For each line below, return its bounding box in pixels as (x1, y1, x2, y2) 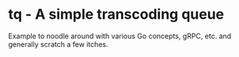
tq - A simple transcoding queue (8, 5, 225, 23)
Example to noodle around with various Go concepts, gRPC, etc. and (8, 31, 232, 41)
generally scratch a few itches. (8, 39, 108, 48)
